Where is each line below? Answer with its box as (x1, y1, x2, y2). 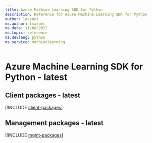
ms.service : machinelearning (5, 40, 65, 45)
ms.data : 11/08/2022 (5, 26, 48, 31)
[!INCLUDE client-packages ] (5, 104, 63, 110)
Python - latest (5, 71, 68, 82)
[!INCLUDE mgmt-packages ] (5, 132, 63, 138)
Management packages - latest (5, 119, 104, 127)
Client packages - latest (5, 91, 81, 100)
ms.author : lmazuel (5, 21, 46, 26)
